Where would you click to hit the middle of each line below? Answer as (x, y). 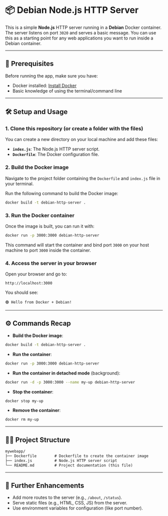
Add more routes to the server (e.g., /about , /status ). (67, 497)
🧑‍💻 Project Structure (38, 440)
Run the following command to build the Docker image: (62, 193)
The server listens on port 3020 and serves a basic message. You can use (81, 32)
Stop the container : (33, 391)
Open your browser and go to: (36, 274)
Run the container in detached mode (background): (66, 373)
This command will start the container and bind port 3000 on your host (77, 245)
